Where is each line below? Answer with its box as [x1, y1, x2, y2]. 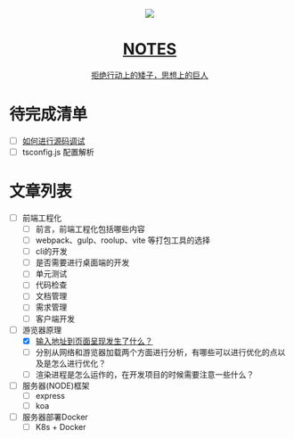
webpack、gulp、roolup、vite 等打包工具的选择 [35, 235, 211, 245]
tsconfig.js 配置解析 [21, 146, 95, 157]
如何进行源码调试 [21, 135, 86, 146]
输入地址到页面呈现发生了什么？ [35, 335, 153, 346]
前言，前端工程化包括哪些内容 [35, 224, 145, 234]
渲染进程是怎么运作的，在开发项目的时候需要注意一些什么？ [35, 369, 255, 379]
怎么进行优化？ [51, 358, 107, 369]
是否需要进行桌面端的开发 [35, 257, 130, 268]
